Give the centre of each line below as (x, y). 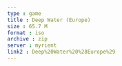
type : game (24, 13)
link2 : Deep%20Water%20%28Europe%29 (61, 52)
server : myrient (32, 45)
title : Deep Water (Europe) (49, 20)
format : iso (26, 33)
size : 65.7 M (28, 26)
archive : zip (28, 39)
